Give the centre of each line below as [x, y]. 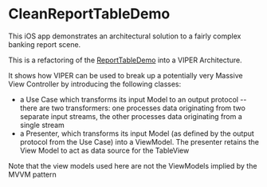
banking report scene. [45, 44]
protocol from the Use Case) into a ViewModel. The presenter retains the [139, 141]
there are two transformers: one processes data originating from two [132, 108]
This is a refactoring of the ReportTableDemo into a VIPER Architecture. [125, 60]
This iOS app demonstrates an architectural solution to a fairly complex [125, 36]
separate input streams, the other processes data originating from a [131, 116]
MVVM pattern [33, 174]
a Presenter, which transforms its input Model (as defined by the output [137, 133]
